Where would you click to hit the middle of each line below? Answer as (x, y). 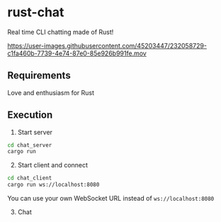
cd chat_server (30, 145)
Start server (35, 132)
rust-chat (36, 12)
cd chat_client (30, 178)
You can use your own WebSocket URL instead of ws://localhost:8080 (111, 199)
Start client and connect (53, 165)
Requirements (39, 76)
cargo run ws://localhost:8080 (53, 185)
